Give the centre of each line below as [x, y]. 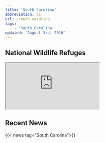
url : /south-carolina [28, 19]
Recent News [26, 123]
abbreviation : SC [23, 14]
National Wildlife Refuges [46, 53]
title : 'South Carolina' [31, 10]
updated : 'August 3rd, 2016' [35, 33]
